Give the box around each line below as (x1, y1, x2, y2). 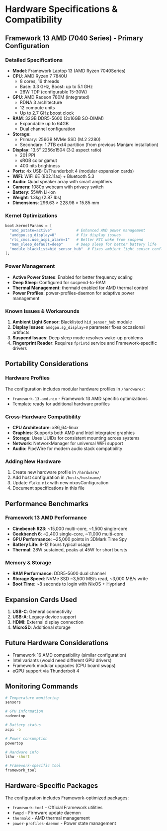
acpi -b (5, 727, 21, 732)
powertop (5, 741, 23, 746)
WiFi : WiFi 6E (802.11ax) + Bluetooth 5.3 (12, 173, 94, 179)
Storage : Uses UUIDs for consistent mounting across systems (12, 435, 140, 441)
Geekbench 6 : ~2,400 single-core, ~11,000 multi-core (12, 530, 124, 537)
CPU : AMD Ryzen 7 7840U (12, 73, 68, 79)
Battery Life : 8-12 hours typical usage (12, 541, 90, 547)
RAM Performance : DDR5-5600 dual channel (12, 570, 106, 577)
